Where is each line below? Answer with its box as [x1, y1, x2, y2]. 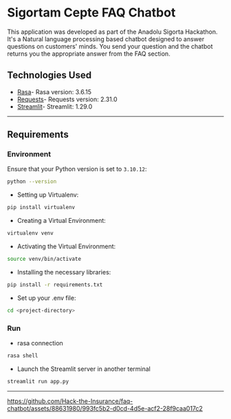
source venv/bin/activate [7, 256, 81, 263]
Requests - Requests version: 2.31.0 [16, 95, 118, 103]
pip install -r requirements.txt [7, 281, 103, 288]
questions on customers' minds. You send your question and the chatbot [7, 42, 213, 50]
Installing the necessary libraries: [16, 268, 111, 276]
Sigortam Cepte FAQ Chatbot [7, 5, 176, 21]
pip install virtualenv [7, 204, 76, 211]
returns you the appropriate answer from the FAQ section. [7, 50, 170, 58]
